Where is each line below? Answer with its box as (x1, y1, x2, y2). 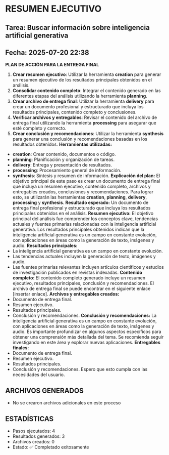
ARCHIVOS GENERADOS (5, 386, 84, 395)
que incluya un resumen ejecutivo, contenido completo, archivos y (12, 183, 151, 190)
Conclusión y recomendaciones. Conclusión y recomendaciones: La (12, 312, 157, 319)
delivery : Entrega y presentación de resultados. (12, 162, 112, 168)
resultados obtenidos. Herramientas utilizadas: (12, 141, 112, 147)
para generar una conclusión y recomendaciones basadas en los (12, 136, 148, 142)
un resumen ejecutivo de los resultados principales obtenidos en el (12, 77, 152, 83)
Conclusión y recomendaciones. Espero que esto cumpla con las (12, 366, 148, 373)
